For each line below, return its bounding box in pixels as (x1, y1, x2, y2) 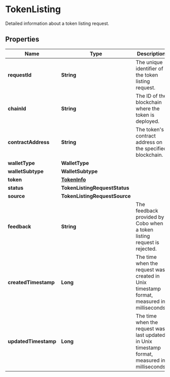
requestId (8, 71, 32, 78)
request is (136, 238, 159, 246)
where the (136, 105, 160, 112)
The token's (136, 126, 164, 133)
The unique (136, 58, 163, 65)
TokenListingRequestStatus (61, 184, 130, 191)
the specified (136, 145, 167, 152)
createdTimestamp (8, 279, 55, 286)
